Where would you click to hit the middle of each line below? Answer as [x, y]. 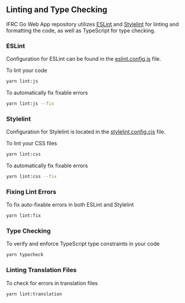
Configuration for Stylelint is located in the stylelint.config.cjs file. [86, 132]
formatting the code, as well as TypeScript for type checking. [81, 30]
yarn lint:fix [24, 216]
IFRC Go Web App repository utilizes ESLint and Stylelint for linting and [92, 24]
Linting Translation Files [42, 270]
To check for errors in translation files [52, 283]
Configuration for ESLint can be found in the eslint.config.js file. [84, 59]
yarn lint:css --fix [32, 177]
